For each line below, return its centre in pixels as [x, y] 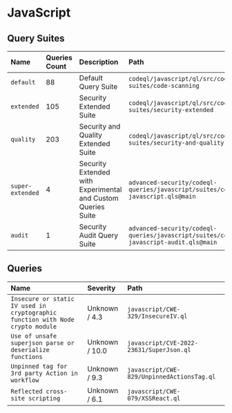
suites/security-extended [171, 110]
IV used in [28, 305]
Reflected [27, 391]
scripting [44, 398]
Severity [101, 288]
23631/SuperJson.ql [159, 350]
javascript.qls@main [162, 196]
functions [27, 357]
